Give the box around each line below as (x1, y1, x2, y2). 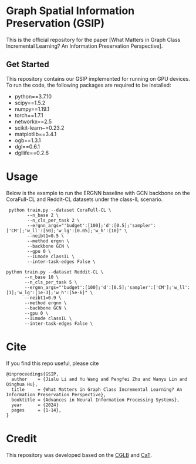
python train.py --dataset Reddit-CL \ (6, 269, 104, 275)
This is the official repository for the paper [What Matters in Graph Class (6, 36, 181, 43)
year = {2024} (11, 402, 59, 408)
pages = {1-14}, (11, 407, 62, 413)
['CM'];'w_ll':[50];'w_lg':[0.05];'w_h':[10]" (6, 228, 122, 233)
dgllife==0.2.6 (14, 149, 49, 156)
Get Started (6, 60, 49, 70)
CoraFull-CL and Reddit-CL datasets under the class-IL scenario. (6, 196, 163, 203)
